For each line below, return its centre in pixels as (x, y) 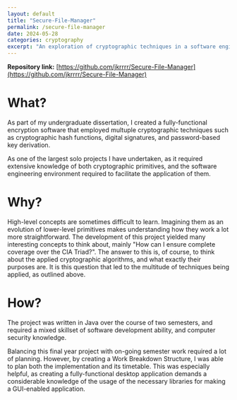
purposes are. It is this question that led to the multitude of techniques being (119, 266)
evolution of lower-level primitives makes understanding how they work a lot (118, 229)
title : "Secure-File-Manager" (52, 20)
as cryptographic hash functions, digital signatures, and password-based (114, 137)
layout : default (31, 14)
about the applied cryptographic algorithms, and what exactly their (104, 259)
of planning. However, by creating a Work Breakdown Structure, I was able (115, 358)
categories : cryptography (45, 40)
